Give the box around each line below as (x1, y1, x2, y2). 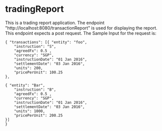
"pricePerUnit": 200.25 (14, 113, 63, 118)
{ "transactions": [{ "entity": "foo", (5, 39, 87, 45)
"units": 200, (14, 65, 43, 70)
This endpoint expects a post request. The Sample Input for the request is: (5, 30, 157, 36)
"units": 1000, (14, 108, 45, 114)
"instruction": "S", (14, 44, 56, 49)
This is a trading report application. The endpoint (5, 20, 105, 26)
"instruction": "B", (14, 87, 56, 92)
